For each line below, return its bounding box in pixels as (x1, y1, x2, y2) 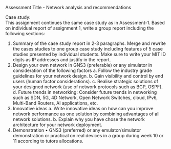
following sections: (5, 31, 45, 36)
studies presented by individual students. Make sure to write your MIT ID (12, 51, 166, 57)
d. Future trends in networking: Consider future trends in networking (12, 89, 157, 95)
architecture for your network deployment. (12, 122, 102, 128)
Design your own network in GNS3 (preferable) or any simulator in (12, 62, 153, 68)
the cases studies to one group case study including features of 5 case (12, 46, 163, 52)
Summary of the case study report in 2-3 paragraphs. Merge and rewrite (12, 40, 166, 46)
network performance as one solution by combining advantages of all (12, 111, 160, 117)
